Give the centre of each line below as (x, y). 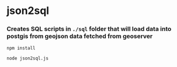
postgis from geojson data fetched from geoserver (80, 36)
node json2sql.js (28, 59)
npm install (21, 48)
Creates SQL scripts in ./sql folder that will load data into (89, 29)
